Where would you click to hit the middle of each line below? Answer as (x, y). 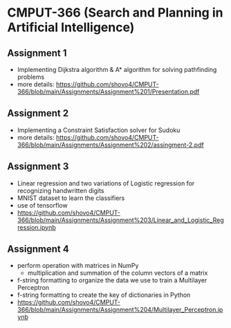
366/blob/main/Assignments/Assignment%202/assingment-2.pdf (110, 145)
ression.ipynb (37, 227)
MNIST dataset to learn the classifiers (71, 198)
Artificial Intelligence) (71, 27)
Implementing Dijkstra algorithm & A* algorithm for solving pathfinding (117, 70)
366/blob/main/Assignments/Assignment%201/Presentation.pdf (108, 92)
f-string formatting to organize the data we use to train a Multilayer (112, 280)
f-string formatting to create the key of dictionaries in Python (104, 295)
